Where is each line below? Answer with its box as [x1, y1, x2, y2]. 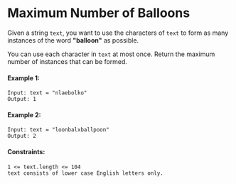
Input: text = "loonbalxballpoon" [7, 126, 110, 134]
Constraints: [7, 147, 45, 156]
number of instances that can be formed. [7, 57, 128, 65]
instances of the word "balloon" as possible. [7, 36, 139, 44]
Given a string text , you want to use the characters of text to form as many [7, 28, 229, 37]
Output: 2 [7, 133, 37, 140]
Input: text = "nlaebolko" [7, 90, 87, 97]
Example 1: [7, 73, 41, 82]
